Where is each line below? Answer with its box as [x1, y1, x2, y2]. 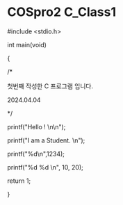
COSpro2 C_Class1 [7, 4, 117, 20]
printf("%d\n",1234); [7, 149, 65, 158]
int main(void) [7, 40, 47, 49]
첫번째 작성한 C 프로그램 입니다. [7, 81, 94, 90]
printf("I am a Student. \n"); [7, 136, 85, 145]
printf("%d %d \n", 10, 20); [7, 163, 83, 171]
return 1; [7, 177, 31, 185]
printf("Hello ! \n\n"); [7, 122, 66, 131]
